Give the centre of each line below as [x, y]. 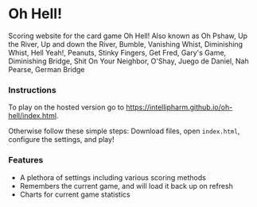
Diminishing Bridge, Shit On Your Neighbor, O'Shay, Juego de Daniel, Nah [128, 61]
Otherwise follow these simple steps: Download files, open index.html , [124, 131]
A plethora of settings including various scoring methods [113, 177]
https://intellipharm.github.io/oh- [179, 107]
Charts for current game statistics [75, 194]
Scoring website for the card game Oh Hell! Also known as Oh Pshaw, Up [128, 36]
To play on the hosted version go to [66, 107]
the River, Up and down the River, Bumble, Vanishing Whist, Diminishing [126, 44]
